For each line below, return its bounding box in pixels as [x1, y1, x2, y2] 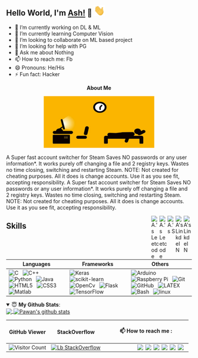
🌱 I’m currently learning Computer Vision [14, 30, 114, 37]
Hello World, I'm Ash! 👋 [6, 8, 93, 18]
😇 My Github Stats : [11, 301, 61, 308]
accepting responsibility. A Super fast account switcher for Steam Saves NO [6, 178, 192, 185]
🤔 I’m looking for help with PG [14, 43, 87, 50]
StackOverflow [57, 328, 95, 336]
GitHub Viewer [9, 328, 46, 336]
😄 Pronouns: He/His [14, 64, 65, 71]
